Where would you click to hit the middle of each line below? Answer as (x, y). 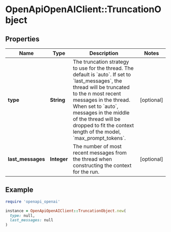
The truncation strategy (101, 62)
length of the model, (97, 132)
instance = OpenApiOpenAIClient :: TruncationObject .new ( (66, 211)
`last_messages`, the (97, 81)
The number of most (97, 146)
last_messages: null (32, 220)
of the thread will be (97, 119)
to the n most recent (97, 94)
